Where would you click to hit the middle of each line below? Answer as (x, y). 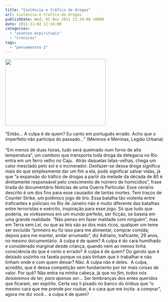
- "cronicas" (23, 38)
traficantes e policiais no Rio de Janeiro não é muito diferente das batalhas (82, 203)
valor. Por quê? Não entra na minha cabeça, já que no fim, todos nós (76, 273)
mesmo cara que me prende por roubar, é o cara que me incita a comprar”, (83, 289)
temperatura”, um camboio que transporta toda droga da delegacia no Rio (81, 155)
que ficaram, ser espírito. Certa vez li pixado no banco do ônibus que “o (79, 283)
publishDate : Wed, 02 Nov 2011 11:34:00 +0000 (55, 19)
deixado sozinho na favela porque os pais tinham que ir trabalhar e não (78, 257)
